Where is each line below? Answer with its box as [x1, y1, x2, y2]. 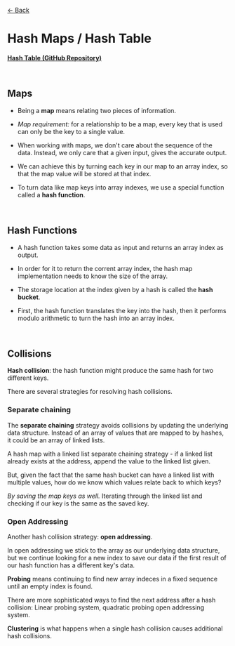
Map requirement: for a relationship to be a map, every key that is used [17, 119, 223, 128]
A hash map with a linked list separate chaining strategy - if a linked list [7, 449, 213, 458]
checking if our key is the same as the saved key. [7, 499, 149, 508]
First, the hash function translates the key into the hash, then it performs [17, 306, 227, 315]
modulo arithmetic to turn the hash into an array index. [17, 314, 175, 322]
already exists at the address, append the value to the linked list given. [7, 456, 211, 466]
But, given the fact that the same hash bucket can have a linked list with [7, 470, 215, 479]
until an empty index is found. [7, 582, 93, 591]
